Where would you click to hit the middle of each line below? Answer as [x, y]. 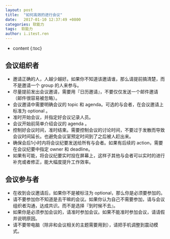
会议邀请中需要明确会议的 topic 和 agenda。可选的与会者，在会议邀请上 [88, 104]
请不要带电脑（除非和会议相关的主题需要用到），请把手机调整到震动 [83, 225]
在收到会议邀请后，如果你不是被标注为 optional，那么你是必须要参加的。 [89, 193]
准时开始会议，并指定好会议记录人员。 [53, 117]
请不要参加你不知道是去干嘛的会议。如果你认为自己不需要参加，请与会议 [89, 199]
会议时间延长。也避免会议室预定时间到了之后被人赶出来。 [73, 136]
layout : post [19, 10]
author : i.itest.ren [27, 34]
